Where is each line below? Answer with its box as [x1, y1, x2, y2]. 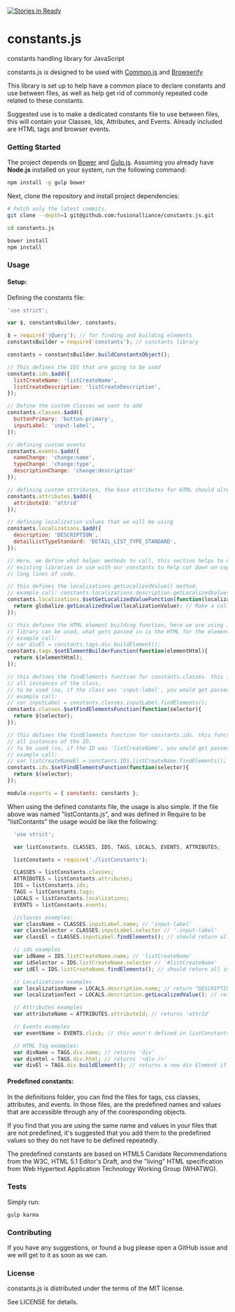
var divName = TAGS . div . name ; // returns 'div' [13, 1049, 155, 1056]
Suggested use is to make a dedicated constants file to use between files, [7, 109, 220, 118]
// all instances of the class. [7, 679, 101, 686]
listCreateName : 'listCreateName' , [13, 377, 117, 384]
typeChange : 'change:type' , [13, 461, 96, 468]
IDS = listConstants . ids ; [13, 882, 90, 889]
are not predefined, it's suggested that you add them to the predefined [7, 1128, 211, 1137]
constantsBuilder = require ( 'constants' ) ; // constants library [7, 338, 199, 346]
